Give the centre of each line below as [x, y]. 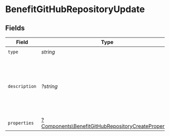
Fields [15, 28]
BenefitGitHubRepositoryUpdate [75, 9]
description [22, 86]
